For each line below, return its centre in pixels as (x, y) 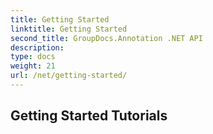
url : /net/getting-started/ (69, 76)
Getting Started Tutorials (89, 116)
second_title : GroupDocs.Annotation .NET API (106, 38)
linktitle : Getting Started (69, 29)
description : (37, 47)
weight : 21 (33, 66)
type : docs (33, 57)
